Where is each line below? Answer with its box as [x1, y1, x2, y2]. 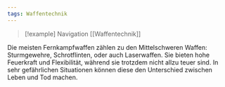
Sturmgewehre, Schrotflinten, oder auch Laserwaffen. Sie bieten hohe [7, 51, 210, 59]
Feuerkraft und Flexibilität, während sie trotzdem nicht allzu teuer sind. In [7, 58, 219, 67]
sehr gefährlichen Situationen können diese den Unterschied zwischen [7, 65, 213, 74]
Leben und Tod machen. [7, 73, 78, 81]
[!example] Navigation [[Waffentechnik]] [24, 29, 141, 38]
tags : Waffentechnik [7, 10, 68, 18]
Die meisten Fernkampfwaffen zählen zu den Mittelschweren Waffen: [7, 43, 207, 51]
